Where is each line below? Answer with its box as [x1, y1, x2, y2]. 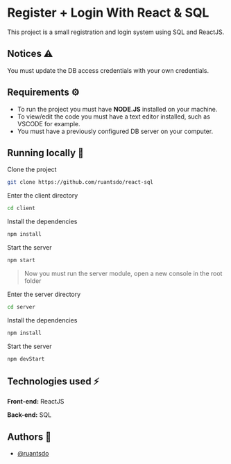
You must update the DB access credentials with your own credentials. [7, 66, 209, 74]
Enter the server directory [7, 290, 81, 298]
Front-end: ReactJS [7, 397, 65, 406]
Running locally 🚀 [7, 147, 85, 159]
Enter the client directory [7, 191, 78, 200]
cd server [7, 303, 36, 310]
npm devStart [7, 355, 45, 362]
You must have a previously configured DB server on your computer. [17, 127, 214, 135]
